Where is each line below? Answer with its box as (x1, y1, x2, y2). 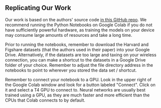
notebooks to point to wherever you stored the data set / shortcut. (5, 67, 137, 73)
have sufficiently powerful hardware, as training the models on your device (5, 27, 155, 33)
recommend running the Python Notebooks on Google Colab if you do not (5, 22, 153, 28)
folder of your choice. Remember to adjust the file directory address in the (5, 62, 153, 68)
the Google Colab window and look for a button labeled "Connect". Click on (5, 82, 156, 88)
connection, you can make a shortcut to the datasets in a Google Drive (5, 57, 146, 62)
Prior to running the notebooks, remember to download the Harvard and (5, 41, 149, 47)
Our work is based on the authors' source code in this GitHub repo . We (5, 16, 147, 22)
